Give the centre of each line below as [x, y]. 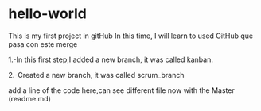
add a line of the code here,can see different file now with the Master [121, 90]
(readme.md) [30, 98]
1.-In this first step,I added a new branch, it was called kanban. [111, 59]
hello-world [48, 14]
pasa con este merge [43, 44]
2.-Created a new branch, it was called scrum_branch [96, 75]
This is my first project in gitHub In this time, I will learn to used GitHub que [130, 36]
